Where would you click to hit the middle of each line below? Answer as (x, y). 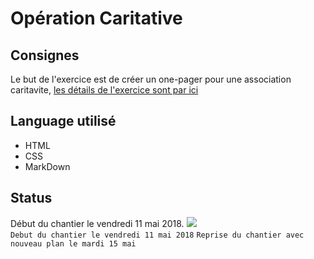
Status (31, 198)
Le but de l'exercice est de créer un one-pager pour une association (151, 79)
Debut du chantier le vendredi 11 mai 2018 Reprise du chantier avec (157, 235)
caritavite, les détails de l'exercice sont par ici (104, 90)
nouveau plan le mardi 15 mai (73, 243)
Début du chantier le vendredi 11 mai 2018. (97, 223)
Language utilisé (63, 121)
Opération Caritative (96, 18)
